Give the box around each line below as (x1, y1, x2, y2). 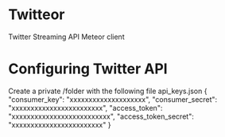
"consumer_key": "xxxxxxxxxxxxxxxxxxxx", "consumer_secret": (8, 94, 218, 104)
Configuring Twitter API (8, 60, 169, 78)
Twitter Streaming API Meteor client (8, 32, 125, 41)
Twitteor (8, 6, 65, 24)
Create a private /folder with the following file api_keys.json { (8, 86, 208, 96)
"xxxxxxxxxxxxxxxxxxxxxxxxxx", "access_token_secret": (8, 112, 195, 121)
